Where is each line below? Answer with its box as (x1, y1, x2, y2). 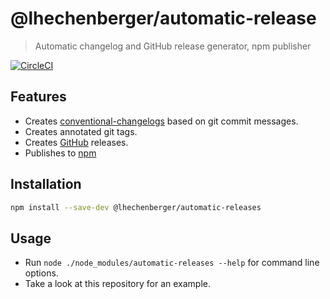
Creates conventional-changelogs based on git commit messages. (24, 115, 299, 127)
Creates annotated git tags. (24, 125, 138, 137)
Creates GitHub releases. (24, 136, 129, 148)
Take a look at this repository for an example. (24, 278, 211, 290)
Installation (10, 176, 82, 193)
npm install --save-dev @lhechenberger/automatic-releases (10, 202, 262, 212)
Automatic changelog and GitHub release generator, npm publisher (34, 40, 312, 52)
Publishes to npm (24, 147, 97, 159)
